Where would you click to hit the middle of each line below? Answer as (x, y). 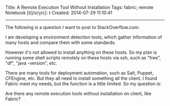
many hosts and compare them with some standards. (61, 42)
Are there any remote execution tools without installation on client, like (78, 94)
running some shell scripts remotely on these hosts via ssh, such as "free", (83, 58)
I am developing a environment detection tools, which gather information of (84, 37)
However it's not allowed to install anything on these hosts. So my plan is (81, 52)
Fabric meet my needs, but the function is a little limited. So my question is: (83, 84)
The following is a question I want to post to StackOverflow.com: (72, 27)
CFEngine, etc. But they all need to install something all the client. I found (81, 78)
